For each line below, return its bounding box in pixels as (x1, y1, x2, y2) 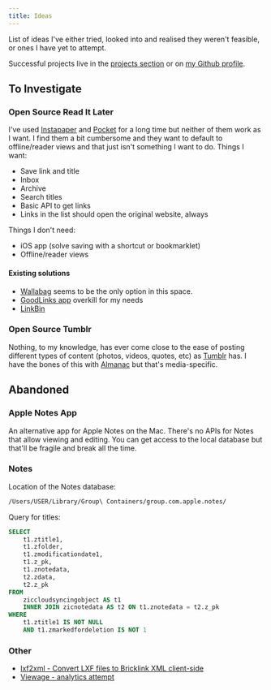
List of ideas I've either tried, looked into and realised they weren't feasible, (8, 34, 260, 44)
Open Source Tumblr (8, 324, 92, 335)
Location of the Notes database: (8, 481, 116, 491)
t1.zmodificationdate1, (23, 550, 104, 558)
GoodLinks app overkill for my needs (19, 295, 144, 304)
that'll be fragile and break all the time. (8, 443, 137, 453)
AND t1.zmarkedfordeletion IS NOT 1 (23, 626, 148, 634)
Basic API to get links (19, 201, 91, 211)
